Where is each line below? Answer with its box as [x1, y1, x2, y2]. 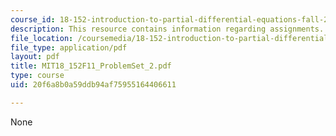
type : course [10, 71, 65, 81]
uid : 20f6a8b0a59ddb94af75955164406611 [10, 80, 177, 90]
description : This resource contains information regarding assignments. [10, 24, 325, 34]
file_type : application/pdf [10, 42, 128, 53]
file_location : [10, 33, 74, 43]
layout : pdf [10, 52, 60, 62]
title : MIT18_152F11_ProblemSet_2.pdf [10, 61, 172, 71]
